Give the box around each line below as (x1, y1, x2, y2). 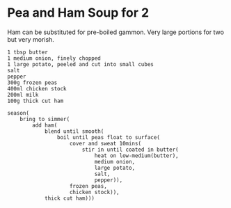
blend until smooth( (44, 127, 104, 135)
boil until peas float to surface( (56, 134, 160, 141)
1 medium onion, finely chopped (7, 54, 101, 62)
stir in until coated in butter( (81, 146, 179, 153)
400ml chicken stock (7, 85, 67, 92)
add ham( (32, 122, 58, 129)
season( (7, 109, 30, 116)
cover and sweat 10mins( (69, 140, 141, 147)
